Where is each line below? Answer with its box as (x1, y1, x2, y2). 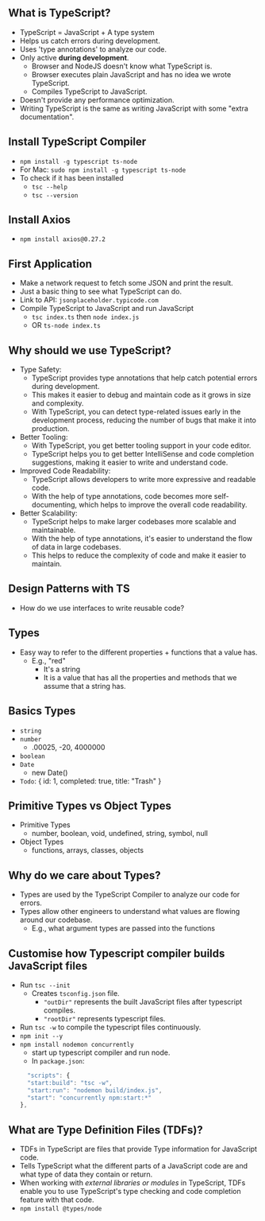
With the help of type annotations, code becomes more (31, 492, 213, 501)
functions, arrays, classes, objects (31, 846, 144, 855)
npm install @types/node (19, 1205, 102, 1213)
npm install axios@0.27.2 (19, 235, 106, 243)
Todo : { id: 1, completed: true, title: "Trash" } (19, 776, 162, 786)
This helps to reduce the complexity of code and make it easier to (31, 550, 247, 560)
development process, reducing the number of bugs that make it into (31, 415, 256, 425)
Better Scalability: (19, 508, 78, 518)
